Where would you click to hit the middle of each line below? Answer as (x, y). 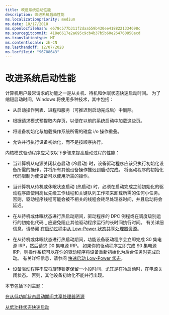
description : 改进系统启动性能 (35, 15)
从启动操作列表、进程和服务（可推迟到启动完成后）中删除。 (74, 110)
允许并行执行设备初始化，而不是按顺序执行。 (59, 142)
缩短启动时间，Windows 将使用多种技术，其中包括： (60, 99)
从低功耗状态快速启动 (27, 307)
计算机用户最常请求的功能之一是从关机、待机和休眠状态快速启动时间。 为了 (83, 93)
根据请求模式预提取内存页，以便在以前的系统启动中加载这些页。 (78, 121)
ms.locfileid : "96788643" (32, 52)
